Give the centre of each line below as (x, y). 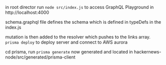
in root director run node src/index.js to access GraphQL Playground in (79, 7)
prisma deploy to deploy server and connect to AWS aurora (66, 42)
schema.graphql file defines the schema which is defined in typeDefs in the (83, 22)
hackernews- (147, 52)
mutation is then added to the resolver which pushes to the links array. (78, 37)
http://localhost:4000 (27, 12)
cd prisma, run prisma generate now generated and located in (69, 52)
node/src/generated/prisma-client (40, 57)
